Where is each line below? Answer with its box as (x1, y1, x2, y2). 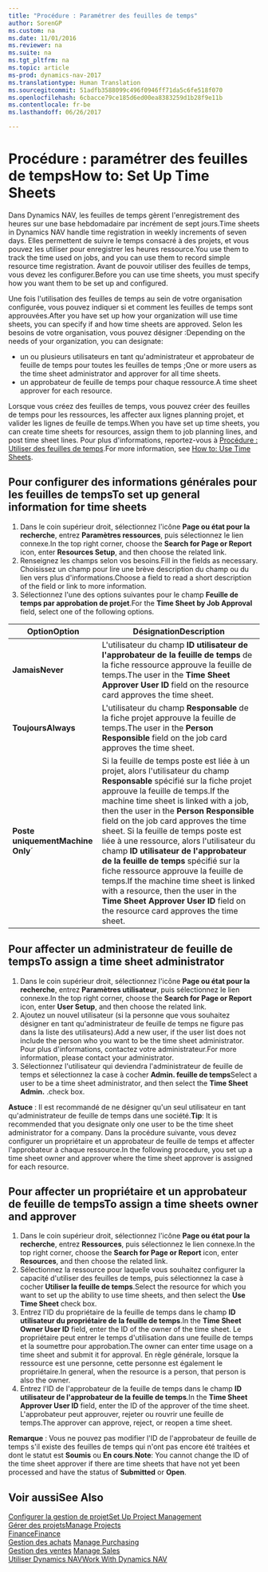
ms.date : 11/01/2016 (8, 34, 77, 42)
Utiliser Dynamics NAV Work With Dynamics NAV (8, 1554, 167, 1564)
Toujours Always (12, 722, 76, 733)
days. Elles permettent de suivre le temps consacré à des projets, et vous (8, 235, 250, 245)
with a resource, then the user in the (101, 885, 237, 896)
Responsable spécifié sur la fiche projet (101, 775, 252, 786)
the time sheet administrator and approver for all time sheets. (19, 369, 221, 378)
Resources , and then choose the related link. (19, 1257, 168, 1266)
